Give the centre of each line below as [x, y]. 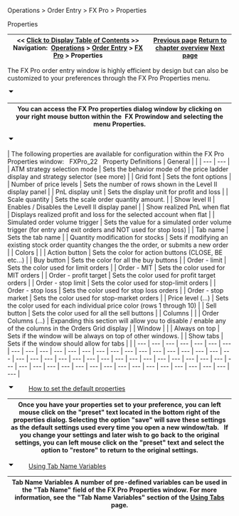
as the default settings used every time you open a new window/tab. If [119, 427]
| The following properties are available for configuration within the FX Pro [116, 154]
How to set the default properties [77, 389]
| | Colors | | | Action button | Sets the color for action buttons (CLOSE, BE [115, 252]
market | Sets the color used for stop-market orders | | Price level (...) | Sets [118, 298]
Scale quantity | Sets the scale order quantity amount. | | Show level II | [111, 199]
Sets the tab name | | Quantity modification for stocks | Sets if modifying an [118, 237]
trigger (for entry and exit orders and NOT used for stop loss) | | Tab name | [118, 230]
